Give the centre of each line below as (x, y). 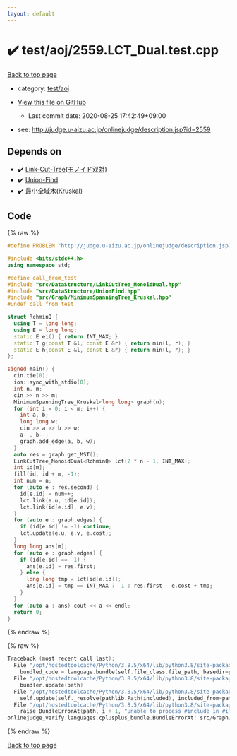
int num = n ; (33, 481)
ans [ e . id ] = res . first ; (61, 566)
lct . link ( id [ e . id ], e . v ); (58, 507)
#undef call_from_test (41, 305)
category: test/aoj (43, 88)
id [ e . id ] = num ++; (47, 494)
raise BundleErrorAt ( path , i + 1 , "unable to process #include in (120, 711)
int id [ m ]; (30, 468)
